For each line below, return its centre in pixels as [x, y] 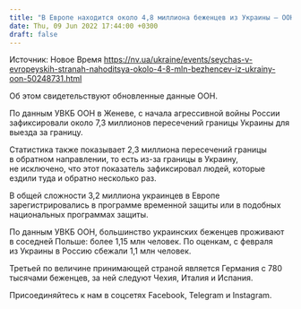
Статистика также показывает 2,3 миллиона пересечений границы [138, 150]
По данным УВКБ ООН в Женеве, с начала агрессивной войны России [145, 114]
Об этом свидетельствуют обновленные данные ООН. [113, 96]
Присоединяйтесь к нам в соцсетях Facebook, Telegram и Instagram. [141, 296]
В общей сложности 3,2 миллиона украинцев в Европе [115, 196]
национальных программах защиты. [79, 215]
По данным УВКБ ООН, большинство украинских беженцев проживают [147, 232]
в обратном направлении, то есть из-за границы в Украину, [124, 159]
